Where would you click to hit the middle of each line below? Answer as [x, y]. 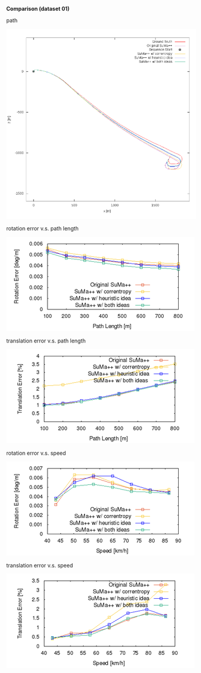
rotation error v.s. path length [43, 228]
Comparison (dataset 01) [38, 9]
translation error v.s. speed [40, 565]
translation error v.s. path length [46, 341]
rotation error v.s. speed [36, 453]
